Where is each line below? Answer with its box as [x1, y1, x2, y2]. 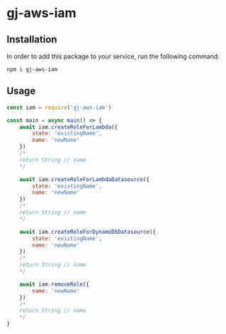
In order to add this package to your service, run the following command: [6, 52, 220, 60]
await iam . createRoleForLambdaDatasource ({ [19, 176, 150, 183]
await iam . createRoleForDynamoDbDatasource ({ [19, 228, 157, 235]
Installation [6, 33, 57, 45]
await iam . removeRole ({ [19, 281, 90, 288]
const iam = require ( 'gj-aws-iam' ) [6, 104, 112, 111]
